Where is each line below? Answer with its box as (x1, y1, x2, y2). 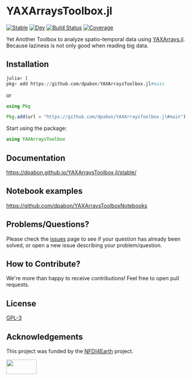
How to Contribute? (6, 259, 81, 269)
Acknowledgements (6, 332, 83, 342)
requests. (6, 281, 30, 288)
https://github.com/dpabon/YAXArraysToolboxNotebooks (6, 202, 148, 209)
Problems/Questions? (6, 220, 90, 230)
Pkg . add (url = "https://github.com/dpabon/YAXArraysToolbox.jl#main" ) (6, 114, 186, 120)
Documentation (6, 153, 66, 163)
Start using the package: (6, 124, 67, 132)
